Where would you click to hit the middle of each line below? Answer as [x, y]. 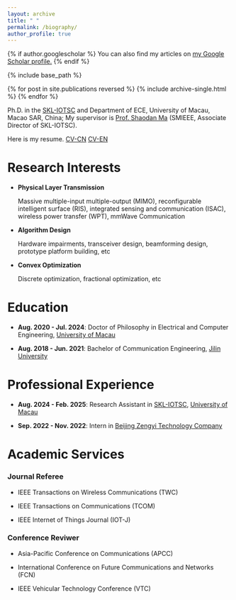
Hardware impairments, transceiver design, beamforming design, [113, 244]
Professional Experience [81, 385]
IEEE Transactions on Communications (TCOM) [86, 506]
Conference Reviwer [43, 538]
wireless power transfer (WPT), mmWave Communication [101, 217]
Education [38, 308]
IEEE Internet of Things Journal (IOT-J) [74, 520]
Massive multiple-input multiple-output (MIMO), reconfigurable [109, 201]
